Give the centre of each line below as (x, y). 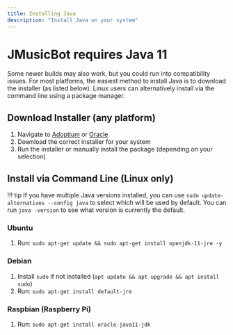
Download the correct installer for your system (84, 142)
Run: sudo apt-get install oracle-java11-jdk (84, 324)
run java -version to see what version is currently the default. (96, 210)
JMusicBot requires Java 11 (87, 55)
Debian (19, 261)
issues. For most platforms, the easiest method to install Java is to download (116, 81)
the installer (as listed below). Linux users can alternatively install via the (111, 88)
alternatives (26, 203)
